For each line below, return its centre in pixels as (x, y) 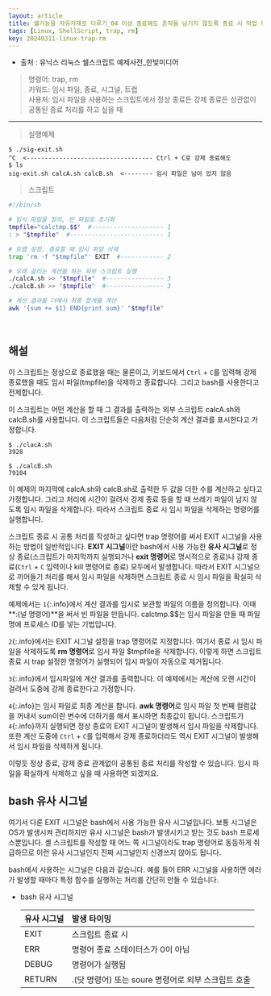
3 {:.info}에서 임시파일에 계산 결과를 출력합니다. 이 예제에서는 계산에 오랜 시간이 (132, 678)
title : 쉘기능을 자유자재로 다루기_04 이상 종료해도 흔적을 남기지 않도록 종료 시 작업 (133, 23)
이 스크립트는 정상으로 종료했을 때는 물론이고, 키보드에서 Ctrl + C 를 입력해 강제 (132, 372)
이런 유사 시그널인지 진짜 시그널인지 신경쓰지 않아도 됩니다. (129, 852)
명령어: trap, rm (53, 79)
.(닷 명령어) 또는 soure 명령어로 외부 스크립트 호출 (161, 979)
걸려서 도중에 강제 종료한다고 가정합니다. (72, 688)
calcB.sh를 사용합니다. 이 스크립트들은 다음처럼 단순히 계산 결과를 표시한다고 (129, 419)
